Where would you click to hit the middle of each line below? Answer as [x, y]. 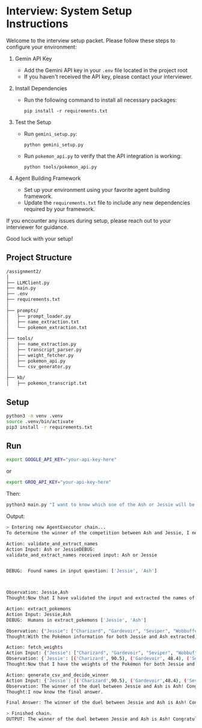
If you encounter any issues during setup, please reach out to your [89, 220]
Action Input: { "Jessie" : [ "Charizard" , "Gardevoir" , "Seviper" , [90, 653]
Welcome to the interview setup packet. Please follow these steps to [91, 40]
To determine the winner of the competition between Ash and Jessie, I [98, 533]
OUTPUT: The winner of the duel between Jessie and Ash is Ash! [88, 719]
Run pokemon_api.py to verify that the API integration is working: [103, 156]
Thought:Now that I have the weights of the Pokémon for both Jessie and [101, 664]
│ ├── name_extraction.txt [43, 322]
